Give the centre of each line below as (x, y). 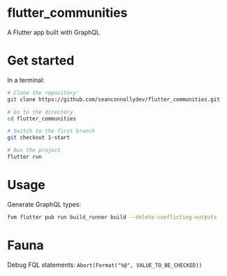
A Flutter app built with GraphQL (53, 32)
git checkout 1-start (39, 138)
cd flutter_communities (42, 118)
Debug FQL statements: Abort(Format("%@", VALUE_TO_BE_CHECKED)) (105, 265)
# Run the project (34, 151)
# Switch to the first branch (51, 131)
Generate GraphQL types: (44, 204)
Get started (41, 61)
